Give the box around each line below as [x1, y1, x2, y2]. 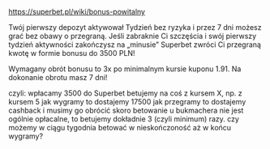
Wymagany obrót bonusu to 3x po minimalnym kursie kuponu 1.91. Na [8, 64, 242, 74]
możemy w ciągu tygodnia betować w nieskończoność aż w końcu [8, 123, 232, 132]
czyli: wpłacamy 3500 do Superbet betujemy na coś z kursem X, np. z [8, 88, 243, 98]
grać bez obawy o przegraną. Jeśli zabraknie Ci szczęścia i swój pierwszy [8, 32, 257, 40]
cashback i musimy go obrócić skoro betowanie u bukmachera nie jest [8, 105, 244, 115]
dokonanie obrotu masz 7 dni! [8, 73, 108, 82]
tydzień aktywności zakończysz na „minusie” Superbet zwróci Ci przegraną [8, 40, 262, 49]
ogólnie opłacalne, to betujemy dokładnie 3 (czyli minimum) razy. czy [8, 114, 239, 124]
